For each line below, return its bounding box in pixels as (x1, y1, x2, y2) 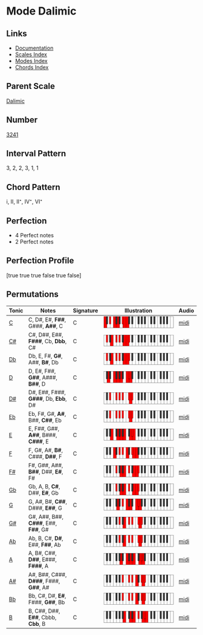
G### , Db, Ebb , (28, 395, 67, 403)
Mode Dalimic (6, 4, 77, 18)
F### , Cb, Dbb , (28, 337, 67, 344)
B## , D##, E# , (28, 468, 63, 475)
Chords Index (14, 64, 49, 71)
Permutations (6, 289, 59, 300)
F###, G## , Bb (28, 599, 65, 606)
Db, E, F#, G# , (28, 352, 63, 360)
